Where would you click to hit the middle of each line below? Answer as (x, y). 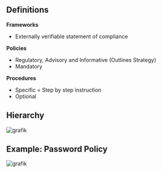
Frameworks (22, 24)
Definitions (28, 10)
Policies (17, 48)
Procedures (21, 78)
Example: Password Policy (57, 149)
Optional (25, 96)
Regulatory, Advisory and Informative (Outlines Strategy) (86, 59)
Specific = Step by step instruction (58, 90)
